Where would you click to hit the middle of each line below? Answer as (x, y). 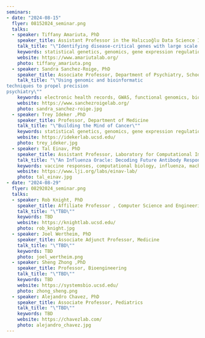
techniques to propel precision (47, 86)
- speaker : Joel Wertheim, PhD (52, 234)
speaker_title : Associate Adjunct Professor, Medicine (88, 239)
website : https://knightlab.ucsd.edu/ (67, 223)
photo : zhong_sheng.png (48, 291)
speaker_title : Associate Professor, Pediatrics (80, 302)
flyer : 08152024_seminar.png (49, 23)
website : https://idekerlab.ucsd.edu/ (67, 137)
